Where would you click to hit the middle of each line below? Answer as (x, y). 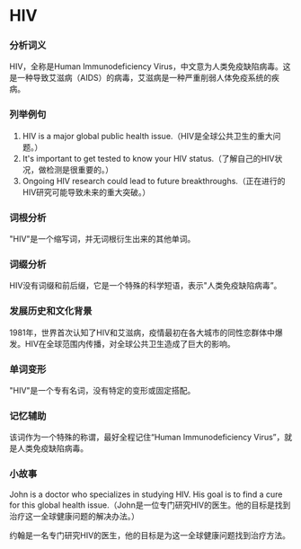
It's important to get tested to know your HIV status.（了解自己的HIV (148, 158)
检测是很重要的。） (80, 169)
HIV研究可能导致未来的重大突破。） (86, 192)
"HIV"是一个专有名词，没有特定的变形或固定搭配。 (102, 390)
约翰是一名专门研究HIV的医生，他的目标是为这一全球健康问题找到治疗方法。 (150, 535)
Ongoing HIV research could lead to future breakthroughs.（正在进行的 (154, 181)
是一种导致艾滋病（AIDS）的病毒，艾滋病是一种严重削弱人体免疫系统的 (141, 78)
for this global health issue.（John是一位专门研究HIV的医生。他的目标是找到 (150, 505)
